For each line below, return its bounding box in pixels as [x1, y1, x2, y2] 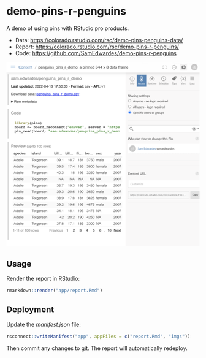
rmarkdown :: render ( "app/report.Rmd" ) [6, 288, 103, 294]
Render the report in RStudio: [6, 275, 80, 283]
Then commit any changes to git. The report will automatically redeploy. [6, 345, 188, 352]
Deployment [6, 305, 55, 315]
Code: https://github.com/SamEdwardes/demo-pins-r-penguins [15, 49, 177, 56]
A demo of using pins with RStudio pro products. [6, 25, 129, 32]
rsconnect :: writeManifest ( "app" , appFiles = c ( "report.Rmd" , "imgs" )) [6, 333, 191, 340]
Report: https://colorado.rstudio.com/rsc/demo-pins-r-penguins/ [15, 43, 179, 50]
